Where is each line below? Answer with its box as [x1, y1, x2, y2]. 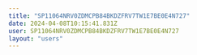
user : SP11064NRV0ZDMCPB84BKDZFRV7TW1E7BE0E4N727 [8, 27, 180, 35]
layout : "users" [8, 34, 63, 43]
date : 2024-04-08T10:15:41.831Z [8, 19, 118, 27]
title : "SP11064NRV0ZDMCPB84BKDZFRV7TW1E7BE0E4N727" [8, 11, 191, 20]
